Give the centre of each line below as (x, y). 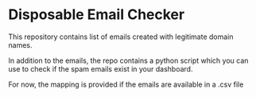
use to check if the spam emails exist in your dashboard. (101, 68)
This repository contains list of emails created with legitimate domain (121, 37)
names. (20, 45)
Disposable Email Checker (97, 15)
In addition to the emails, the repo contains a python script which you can (128, 60)
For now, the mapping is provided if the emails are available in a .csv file (126, 84)
